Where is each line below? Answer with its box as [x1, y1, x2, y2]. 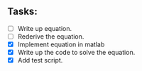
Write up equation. [17, 24, 72, 32]
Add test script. [17, 56, 63, 65]
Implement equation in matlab [17, 40, 105, 49]
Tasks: [7, 6, 38, 18]
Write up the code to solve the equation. [17, 49, 136, 56]
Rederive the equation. [17, 32, 84, 41]
